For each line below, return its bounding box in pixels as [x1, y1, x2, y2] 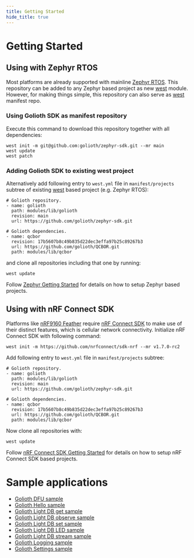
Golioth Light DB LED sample [14, 526, 85, 533]
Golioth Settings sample [14, 545, 73, 552]
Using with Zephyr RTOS [6, 63, 98, 73]
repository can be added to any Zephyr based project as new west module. [6, 85, 188, 92]
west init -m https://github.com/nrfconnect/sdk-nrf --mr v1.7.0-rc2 [6, 343, 180, 350]
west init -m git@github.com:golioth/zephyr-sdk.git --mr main [6, 142, 165, 149]
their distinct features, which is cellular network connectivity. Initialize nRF [6, 326, 186, 333]
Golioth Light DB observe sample [14, 514, 95, 521]
